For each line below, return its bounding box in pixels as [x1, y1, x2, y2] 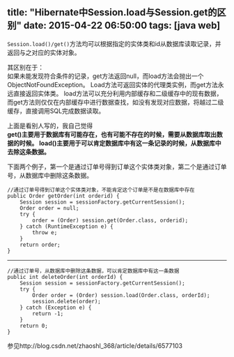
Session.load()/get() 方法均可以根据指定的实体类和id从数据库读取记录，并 [7, 39, 221, 47]
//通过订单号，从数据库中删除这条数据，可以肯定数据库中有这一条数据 [7, 267, 180, 274]
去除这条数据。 [7, 147, 50, 155]
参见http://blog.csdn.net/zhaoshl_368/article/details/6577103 [7, 341, 183, 350]
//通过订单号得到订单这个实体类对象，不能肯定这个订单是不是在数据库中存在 [7, 186, 195, 193]
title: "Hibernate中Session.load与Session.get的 [7, 6, 217, 19]
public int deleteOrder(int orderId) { [7, 273, 123, 280]
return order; [19, 241, 61, 248]
